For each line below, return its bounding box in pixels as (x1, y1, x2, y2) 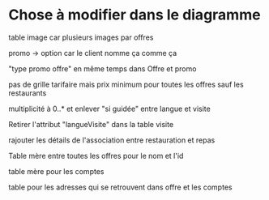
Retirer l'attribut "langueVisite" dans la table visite (8, 119, 174, 129)
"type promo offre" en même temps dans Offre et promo (8, 63, 197, 74)
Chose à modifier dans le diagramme (8, 6, 261, 24)
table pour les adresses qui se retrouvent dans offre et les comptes (8, 182, 233, 192)
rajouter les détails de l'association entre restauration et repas (8, 135, 216, 145)
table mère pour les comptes (8, 166, 105, 176)
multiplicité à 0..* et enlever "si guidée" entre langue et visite (8, 104, 211, 113)
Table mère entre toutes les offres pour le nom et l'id (8, 151, 184, 160)
